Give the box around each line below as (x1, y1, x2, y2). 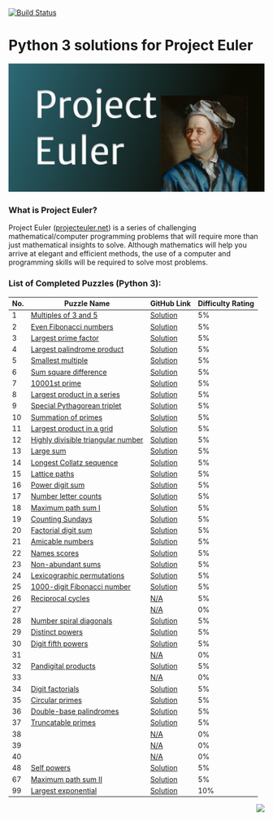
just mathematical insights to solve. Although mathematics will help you (8, 240, 248, 250)
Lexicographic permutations (31, 570, 125, 581)
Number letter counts (31, 491, 102, 501)
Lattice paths (31, 469, 75, 478)
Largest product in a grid (31, 423, 114, 433)
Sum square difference (31, 367, 107, 377)
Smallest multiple (31, 356, 89, 365)
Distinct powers (31, 627, 84, 637)
